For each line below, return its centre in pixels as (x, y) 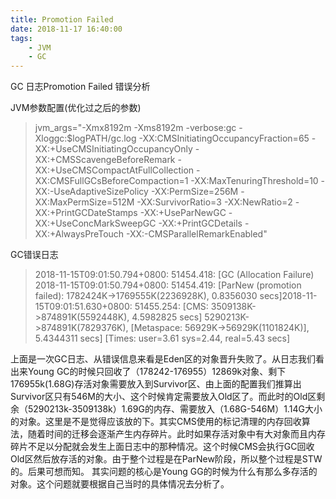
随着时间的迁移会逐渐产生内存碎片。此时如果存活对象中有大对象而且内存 (176, 434)
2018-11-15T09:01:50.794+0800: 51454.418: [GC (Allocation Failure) (174, 275)
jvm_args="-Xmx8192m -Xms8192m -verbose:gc (135, 128)
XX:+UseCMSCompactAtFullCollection (114, 170)
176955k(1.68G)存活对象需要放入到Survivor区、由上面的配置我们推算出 (156, 384)
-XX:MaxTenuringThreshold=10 (254, 181)
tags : (21, 38)
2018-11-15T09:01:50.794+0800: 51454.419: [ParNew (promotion (168, 285)
